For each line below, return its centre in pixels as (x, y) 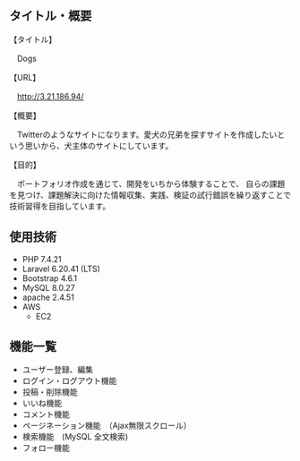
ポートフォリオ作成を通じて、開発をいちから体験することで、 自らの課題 (151, 184)
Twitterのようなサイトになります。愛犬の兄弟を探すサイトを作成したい (147, 134)
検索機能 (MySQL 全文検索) (75, 437)
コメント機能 (46, 414)
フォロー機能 (46, 448)
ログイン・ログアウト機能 (69, 381)
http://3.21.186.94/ (51, 96)
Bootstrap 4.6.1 (50, 278)
